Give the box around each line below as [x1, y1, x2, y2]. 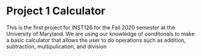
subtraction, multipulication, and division [6, 43, 107, 50]
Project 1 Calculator [6, 4, 106, 18]
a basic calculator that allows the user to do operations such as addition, [6, 36, 186, 43]
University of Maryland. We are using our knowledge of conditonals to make [6, 30, 195, 37]
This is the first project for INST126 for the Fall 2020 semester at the [6, 24, 176, 31]
